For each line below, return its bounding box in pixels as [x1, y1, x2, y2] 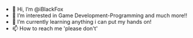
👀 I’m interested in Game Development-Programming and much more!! [11, 12, 188, 19]
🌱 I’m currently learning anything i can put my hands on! [11, 18, 152, 25]
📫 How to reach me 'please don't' [11, 25, 98, 32]
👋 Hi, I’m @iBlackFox [11, 6, 64, 12]
